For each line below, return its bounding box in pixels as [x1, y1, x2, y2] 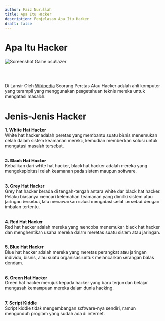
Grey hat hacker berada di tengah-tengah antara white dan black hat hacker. [5, 188, 161, 194]
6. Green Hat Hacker [5, 275, 48, 281]
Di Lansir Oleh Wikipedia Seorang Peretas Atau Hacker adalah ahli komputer [5, 83, 160, 89]
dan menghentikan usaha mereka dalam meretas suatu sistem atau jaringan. [5, 229, 161, 235]
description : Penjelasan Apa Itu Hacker [5, 16, 90, 21]
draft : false [5, 21, 32, 26]
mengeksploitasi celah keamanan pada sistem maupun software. [5, 168, 137, 174]
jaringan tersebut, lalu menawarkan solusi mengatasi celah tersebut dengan [5, 199, 160, 205]
